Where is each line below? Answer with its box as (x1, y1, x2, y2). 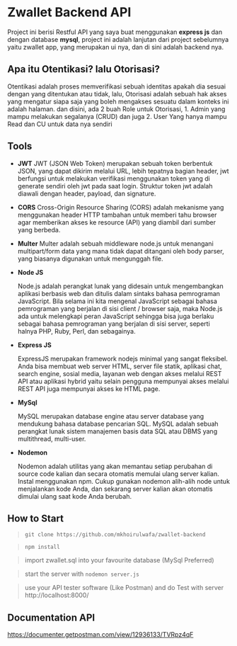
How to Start (7, 512, 64, 524)
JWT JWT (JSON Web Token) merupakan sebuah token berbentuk (17, 159, 213, 167)
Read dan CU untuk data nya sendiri (7, 120, 112, 128)
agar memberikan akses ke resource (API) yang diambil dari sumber (17, 217, 216, 227)
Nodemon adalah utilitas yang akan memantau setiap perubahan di (17, 462, 213, 470)
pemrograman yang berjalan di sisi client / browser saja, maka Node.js (17, 304, 223, 312)
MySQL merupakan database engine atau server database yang (17, 412, 204, 420)
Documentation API (7, 611, 96, 623)
